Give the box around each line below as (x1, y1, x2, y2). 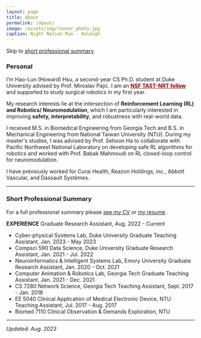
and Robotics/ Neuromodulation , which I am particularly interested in (6, 106, 178, 114)
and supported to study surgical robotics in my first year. (6, 89, 147, 96)
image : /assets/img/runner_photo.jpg (6, 25, 100, 32)
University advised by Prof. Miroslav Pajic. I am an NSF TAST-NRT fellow (6, 82, 187, 90)
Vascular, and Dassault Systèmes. (6, 174, 90, 181)
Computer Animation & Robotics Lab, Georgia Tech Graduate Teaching (14, 270, 189, 277)
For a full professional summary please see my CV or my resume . (6, 208, 169, 215)
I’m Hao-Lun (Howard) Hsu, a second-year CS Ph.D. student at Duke (6, 76, 175, 83)
